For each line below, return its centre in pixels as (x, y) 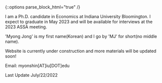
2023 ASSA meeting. (26, 27)
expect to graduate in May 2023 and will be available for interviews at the (79, 22)
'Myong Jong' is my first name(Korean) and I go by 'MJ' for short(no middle (81, 36)
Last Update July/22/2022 (31, 75)
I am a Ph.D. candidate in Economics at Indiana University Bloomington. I (78, 16)
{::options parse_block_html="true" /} (43, 7)
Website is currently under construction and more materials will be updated (81, 51)
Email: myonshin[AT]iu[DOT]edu (37, 66)
